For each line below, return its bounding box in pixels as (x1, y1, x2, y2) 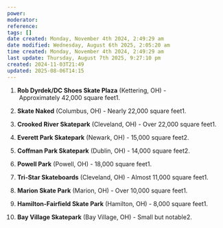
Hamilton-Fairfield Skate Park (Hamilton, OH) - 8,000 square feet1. (16, 199, 208, 207)
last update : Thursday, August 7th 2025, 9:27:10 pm (7, 55, 161, 62)
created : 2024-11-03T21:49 (7, 61, 84, 68)
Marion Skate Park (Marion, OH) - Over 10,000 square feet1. (16, 186, 188, 194)
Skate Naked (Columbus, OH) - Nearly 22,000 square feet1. (16, 107, 187, 115)
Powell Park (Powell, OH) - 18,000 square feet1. (16, 160, 152, 168)
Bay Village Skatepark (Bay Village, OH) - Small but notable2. (16, 213, 192, 221)
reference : (7, 23, 38, 29)
